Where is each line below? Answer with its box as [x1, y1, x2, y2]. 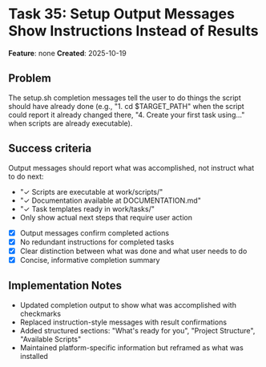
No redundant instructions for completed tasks [19, 237, 175, 247]
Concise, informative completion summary [19, 255, 160, 264]
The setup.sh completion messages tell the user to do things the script [8, 93, 242, 103]
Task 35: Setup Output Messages [8, 5, 235, 23]
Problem [8, 71, 52, 85]
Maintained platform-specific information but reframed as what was [19, 342, 244, 353]
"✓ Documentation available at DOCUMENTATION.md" [19, 196, 202, 205]
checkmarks [19, 309, 62, 318]
